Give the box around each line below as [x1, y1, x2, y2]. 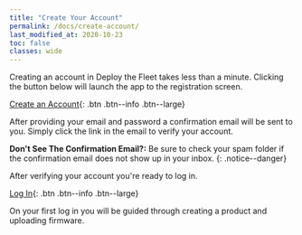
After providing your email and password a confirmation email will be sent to [9, 117, 294, 127]
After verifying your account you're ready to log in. [9, 171, 198, 182]
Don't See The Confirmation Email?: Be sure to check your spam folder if [9, 144, 285, 155]
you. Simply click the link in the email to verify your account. [9, 126, 233, 136]
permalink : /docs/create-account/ [9, 22, 140, 31]
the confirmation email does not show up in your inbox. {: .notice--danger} [9, 153, 288, 164]
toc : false [9, 38, 51, 48]
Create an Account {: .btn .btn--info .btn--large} [9, 99, 185, 109]
